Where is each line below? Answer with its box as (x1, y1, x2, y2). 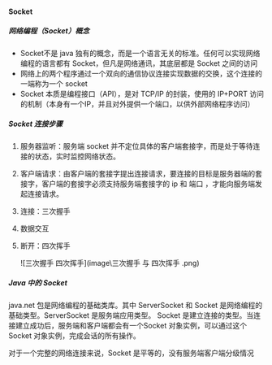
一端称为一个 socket (19, 78, 88, 89)
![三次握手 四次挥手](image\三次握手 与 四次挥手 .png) (19, 258, 201, 267)
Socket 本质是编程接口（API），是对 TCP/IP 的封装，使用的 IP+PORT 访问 (19, 89, 264, 98)
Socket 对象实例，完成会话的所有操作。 (8, 330, 140, 341)
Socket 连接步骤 (8, 119, 63, 129)
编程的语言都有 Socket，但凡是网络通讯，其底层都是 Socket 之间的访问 (19, 58, 258, 68)
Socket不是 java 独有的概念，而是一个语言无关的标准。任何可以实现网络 (19, 48, 261, 58)
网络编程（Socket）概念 (8, 26, 90, 36)
